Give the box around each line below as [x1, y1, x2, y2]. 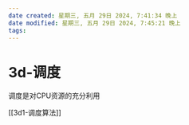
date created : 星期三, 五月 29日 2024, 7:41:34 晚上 [8, 11, 178, 20]
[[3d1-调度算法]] [8, 108, 61, 118]
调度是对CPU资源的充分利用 [8, 91, 100, 100]
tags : [8, 26, 26, 34]
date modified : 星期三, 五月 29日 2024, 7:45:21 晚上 [8, 19, 181, 27]
